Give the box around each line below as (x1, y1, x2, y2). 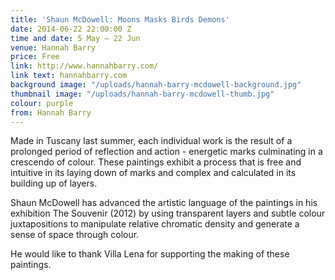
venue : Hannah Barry (10, 42, 97, 53)
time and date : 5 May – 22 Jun (10, 33, 141, 43)
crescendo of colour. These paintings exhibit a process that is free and (10, 156, 302, 168)
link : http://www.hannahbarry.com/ (10, 61, 159, 71)
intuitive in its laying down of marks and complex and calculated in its (10, 167, 297, 179)
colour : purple (10, 98, 74, 108)
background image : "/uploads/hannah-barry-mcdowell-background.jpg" (10, 80, 302, 90)
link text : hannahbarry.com (10, 71, 128, 81)
